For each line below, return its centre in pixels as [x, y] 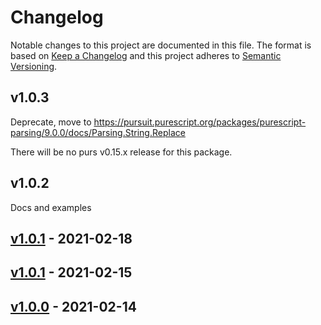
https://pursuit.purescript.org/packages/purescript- [200, 122]
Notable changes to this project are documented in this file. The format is [161, 45]
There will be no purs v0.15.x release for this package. [121, 152]
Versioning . [34, 66]
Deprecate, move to [51, 122]
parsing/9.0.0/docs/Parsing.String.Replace [98, 132]
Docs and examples [51, 207]
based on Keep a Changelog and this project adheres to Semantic [146, 55]
